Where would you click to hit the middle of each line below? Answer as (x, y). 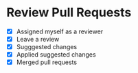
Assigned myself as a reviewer (60, 31)
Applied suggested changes (56, 55)
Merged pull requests (46, 62)
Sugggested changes (47, 47)
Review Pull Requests (69, 13)
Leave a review (38, 39)
